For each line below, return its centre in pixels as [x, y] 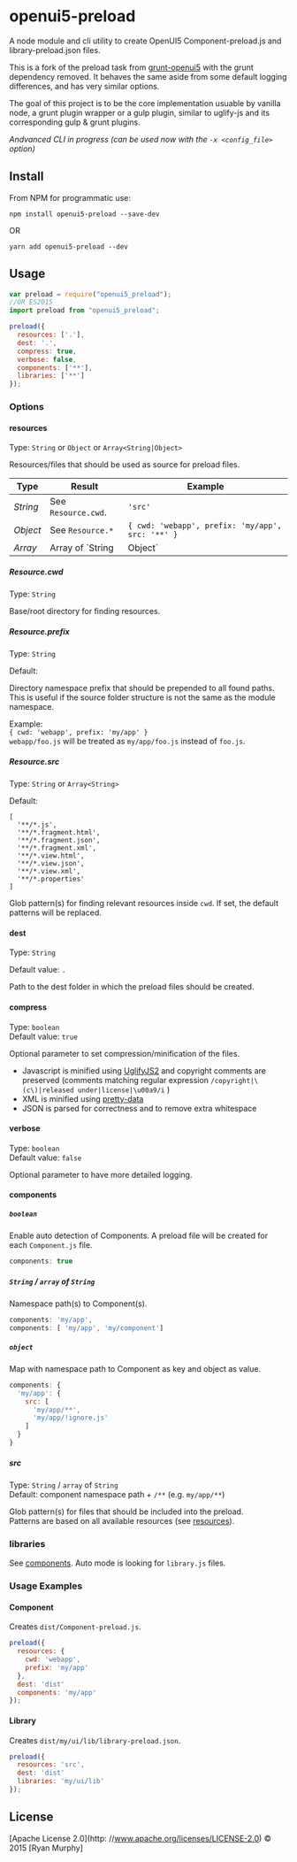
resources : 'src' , [51, 1765]
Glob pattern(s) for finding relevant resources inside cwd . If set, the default [144, 904]
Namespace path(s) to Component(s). [78, 1304]
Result [84, 487]
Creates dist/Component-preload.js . [75, 1627]
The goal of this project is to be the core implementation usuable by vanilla [145, 103]
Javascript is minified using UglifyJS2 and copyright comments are [144, 1070]
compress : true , [47, 351]
